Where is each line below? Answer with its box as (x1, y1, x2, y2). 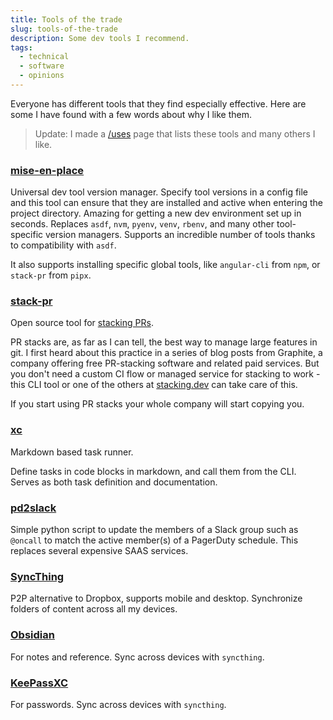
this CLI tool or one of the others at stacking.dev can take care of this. (10, 379, 298, 391)
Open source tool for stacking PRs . (10, 317, 154, 329)
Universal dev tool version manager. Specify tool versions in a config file (10, 186, 309, 198)
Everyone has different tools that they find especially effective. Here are (10, 97, 307, 110)
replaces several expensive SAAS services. (10, 545, 189, 557)
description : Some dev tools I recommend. (10, 33, 190, 43)
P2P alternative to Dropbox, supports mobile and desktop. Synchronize (10, 592, 303, 605)
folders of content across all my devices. (10, 603, 178, 615)
